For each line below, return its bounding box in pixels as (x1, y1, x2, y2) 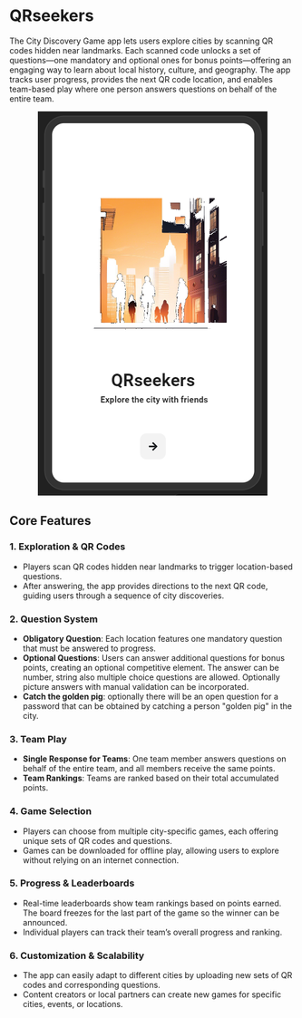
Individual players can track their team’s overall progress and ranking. (22, 926, 283, 937)
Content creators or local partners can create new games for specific (22, 989, 282, 1000)
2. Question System (9, 613, 98, 625)
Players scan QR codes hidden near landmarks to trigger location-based (22, 561, 293, 572)
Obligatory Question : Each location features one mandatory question (22, 633, 283, 644)
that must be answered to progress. (22, 643, 157, 654)
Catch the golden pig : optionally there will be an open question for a (22, 691, 279, 702)
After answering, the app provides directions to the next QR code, (22, 580, 268, 591)
